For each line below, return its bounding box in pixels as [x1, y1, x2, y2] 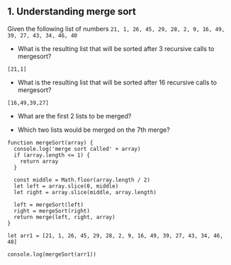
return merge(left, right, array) [13, 213, 115, 220]
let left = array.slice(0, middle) [13, 182, 119, 190]
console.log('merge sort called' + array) [13, 145, 141, 152]
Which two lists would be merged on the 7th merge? [17, 125, 170, 134]
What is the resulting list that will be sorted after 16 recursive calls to [17, 78, 218, 86]
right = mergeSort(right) [13, 207, 91, 215]
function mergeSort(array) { [7, 139, 94, 146]
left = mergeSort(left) [13, 201, 84, 208]
